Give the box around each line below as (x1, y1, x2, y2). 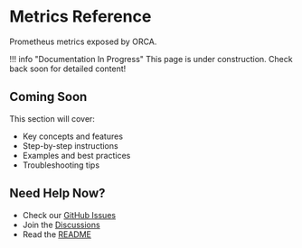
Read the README (22, 228, 92, 240)
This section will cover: (9, 113, 95, 124)
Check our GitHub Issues (22, 209, 116, 220)
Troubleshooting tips (22, 160, 100, 170)
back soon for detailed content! (9, 63, 127, 74)
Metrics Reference (9, 6, 152, 27)
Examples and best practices (22, 150, 131, 161)
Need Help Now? (9, 186, 106, 201)
